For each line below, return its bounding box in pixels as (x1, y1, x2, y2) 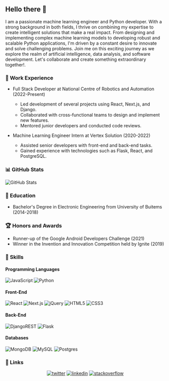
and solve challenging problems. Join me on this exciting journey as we (5, 45, 155, 51)
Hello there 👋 (5, 5, 47, 14)
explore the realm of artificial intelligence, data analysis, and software (5, 51, 151, 57)
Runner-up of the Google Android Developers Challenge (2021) (12, 235, 145, 241)
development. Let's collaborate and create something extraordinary (5, 56, 146, 62)
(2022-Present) (12, 91, 46, 97)
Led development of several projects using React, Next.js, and (20, 101, 151, 107)
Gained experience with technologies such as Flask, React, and (20, 148, 153, 154)
